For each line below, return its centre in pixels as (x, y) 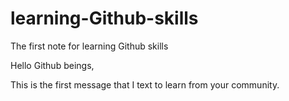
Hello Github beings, (52, 65)
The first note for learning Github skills (89, 46)
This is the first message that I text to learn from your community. (145, 84)
